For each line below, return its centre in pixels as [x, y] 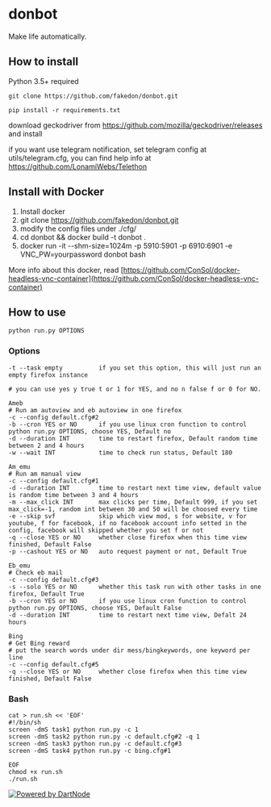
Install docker [43, 211]
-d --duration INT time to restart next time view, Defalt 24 [128, 615]
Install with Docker [56, 192]
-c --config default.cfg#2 [54, 417]
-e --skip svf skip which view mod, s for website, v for [128, 516]
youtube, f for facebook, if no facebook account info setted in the [128, 523]
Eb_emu [19, 566]
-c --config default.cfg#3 [54, 579]
